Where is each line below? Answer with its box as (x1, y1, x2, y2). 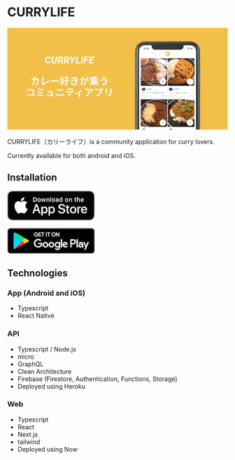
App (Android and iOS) (7, 288, 86, 298)
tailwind (17, 438, 41, 446)
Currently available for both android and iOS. (7, 151, 136, 159)
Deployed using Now (17, 445, 78, 453)
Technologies (7, 267, 69, 279)
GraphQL (17, 359, 44, 368)
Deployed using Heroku (17, 382, 86, 390)
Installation (7, 172, 57, 184)
